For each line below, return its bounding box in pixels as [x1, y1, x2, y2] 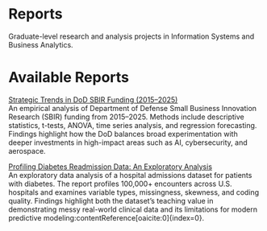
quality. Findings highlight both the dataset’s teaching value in [8, 196, 214, 205]
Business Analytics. [8, 39, 74, 49]
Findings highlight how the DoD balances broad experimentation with [8, 129, 238, 138]
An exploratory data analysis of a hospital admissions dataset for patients [8, 170, 252, 179]
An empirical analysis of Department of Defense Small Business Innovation [8, 103, 257, 113]
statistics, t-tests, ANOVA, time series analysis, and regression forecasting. [8, 120, 257, 130]
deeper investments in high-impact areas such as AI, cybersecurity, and [8, 138, 248, 147]
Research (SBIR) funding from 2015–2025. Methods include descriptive [8, 112, 244, 122]
